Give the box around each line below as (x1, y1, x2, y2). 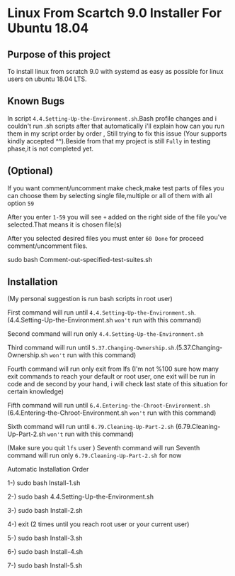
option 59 (7, 199, 34, 207)
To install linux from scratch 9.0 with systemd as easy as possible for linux (7, 67, 224, 75)
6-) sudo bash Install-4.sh (7, 548, 84, 556)
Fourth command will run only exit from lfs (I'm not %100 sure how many (7, 364, 219, 374)
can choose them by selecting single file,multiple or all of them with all (7, 191, 212, 200)
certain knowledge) (7, 387, 64, 396)
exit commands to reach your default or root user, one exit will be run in (7, 372, 216, 381)
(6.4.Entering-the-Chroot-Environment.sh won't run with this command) (7, 408, 217, 417)
